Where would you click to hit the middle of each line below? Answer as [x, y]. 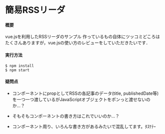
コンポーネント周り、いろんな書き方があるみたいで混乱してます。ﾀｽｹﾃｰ [84, 126]
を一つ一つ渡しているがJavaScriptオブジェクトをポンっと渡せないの [81, 99]
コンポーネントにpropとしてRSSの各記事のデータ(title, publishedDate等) [85, 93]
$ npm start [17, 70]
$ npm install [20, 66]
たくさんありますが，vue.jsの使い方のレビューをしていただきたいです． [78, 43]
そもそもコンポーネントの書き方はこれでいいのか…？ [66, 116]
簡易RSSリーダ [35, 10]
